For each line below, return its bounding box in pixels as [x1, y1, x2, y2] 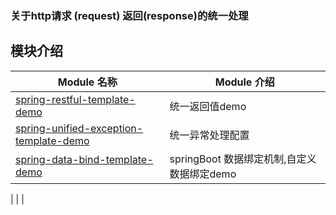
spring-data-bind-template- [15, 152, 154, 166]
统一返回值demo [169, 99, 247, 113]
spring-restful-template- [15, 92, 136, 106]
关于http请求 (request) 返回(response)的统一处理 [10, 8, 249, 22]
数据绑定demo [169, 167, 237, 181]
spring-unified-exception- [15, 121, 144, 135]
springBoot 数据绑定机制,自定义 [169, 152, 317, 166]
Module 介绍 [214, 75, 275, 89]
